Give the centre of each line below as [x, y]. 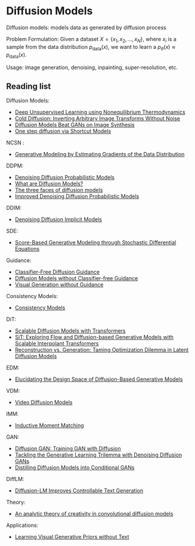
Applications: [22, 525]
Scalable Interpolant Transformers [57, 343]
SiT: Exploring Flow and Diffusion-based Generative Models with [94, 337]
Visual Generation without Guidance [59, 285]
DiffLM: [15, 479]
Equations [27, 249]
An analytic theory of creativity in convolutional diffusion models [94, 514]
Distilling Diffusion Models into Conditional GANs [75, 468]
